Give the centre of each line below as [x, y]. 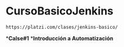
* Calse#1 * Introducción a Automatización [60, 38]
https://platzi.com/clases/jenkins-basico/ [62, 27]
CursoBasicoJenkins [60, 11]
